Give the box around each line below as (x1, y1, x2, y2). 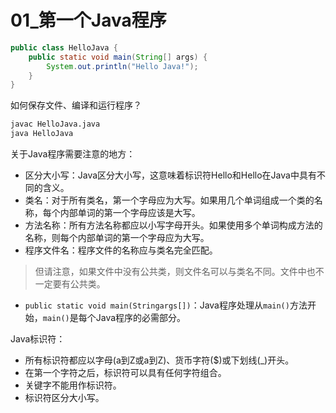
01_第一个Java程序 (10, 9, 167, 32)
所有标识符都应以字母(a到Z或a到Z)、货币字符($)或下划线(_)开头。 (24, 354, 295, 366)
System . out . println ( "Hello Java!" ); (46, 61, 199, 71)
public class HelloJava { (10, 42, 118, 53)
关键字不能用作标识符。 (24, 379, 122, 391)
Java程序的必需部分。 (95, 312, 187, 324)
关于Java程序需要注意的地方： (10, 148, 136, 160)
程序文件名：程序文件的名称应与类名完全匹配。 (24, 244, 218, 256)
